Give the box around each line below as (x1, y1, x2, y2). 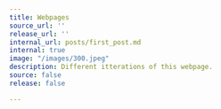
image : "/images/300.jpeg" (9, 54, 110, 63)
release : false (9, 79, 66, 88)
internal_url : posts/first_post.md (9, 37, 142, 47)
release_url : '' (9, 29, 70, 38)
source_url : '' (9, 21, 66, 30)
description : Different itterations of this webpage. (9, 63, 214, 72)
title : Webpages (9, 12, 70, 22)
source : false (9, 71, 62, 80)
